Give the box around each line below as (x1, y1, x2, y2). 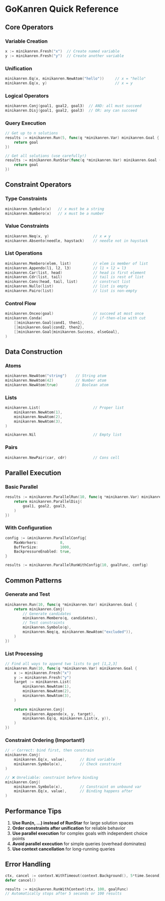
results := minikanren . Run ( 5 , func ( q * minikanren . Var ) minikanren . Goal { (5, 135, 160, 140)
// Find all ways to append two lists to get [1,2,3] (5, 661, 118, 666)
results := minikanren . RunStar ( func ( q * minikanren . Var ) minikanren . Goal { (5, 158, 162, 163)
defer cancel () (5, 877, 36, 883)
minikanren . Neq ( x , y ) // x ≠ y (5, 234, 111, 238)
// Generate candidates (23, 611, 71, 616)
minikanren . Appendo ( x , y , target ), (23, 712, 96, 716)
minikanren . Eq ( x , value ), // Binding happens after (14, 789, 133, 794)
